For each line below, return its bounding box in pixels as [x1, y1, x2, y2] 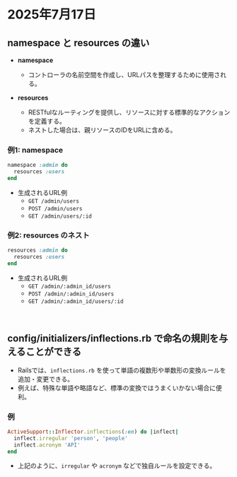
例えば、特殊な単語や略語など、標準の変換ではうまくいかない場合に [17, 383, 216, 392]
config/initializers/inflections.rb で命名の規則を [7, 333, 219, 345]
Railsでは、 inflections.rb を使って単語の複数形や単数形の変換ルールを [17, 365, 226, 375]
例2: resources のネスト [7, 230, 90, 240]
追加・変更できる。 [17, 375, 74, 383]
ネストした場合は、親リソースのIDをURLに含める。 [28, 126, 177, 134]
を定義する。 [28, 117, 66, 125]
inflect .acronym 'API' [13, 441, 81, 449]
